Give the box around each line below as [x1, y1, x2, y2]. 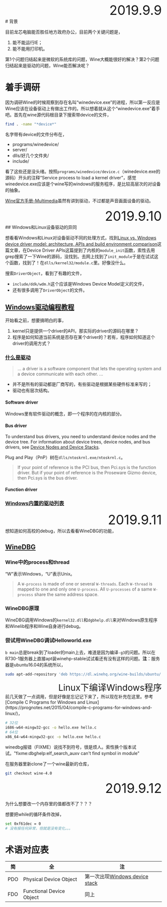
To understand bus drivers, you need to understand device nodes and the [5, 434, 156, 440]
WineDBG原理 [5, 605, 39, 611]
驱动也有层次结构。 [12, 387, 52, 393]
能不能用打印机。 [12, 46, 48, 51]
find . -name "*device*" [5, 122, 57, 127]
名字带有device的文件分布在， [5, 131, 67, 137]
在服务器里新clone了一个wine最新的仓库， [5, 760, 92, 766]
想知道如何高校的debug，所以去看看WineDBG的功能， [5, 528, 117, 534]
